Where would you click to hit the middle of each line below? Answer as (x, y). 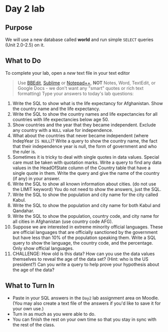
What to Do (23, 61)
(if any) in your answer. (36, 178)
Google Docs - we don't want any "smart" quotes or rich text (80, 88)
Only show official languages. (43, 248)
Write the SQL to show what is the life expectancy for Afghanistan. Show (88, 103)
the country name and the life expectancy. (56, 109)
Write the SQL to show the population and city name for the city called (85, 195)
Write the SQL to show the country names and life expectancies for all (85, 114)
